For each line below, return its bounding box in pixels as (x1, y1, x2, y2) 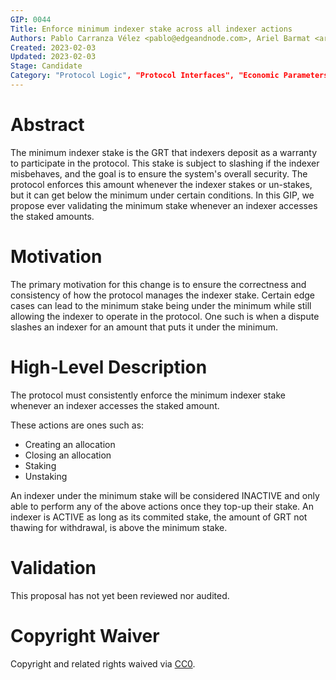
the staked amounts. (10, 210, 95, 222)
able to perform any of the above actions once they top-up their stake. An (10, 500, 314, 512)
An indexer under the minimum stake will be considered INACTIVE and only (10, 489, 320, 501)
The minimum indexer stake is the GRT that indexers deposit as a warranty (10, 146, 318, 158)
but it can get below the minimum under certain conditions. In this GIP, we (10, 189, 315, 201)
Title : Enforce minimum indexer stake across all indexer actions (10, 24, 293, 34)
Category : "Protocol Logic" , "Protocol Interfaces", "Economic (10, 71, 280, 81)
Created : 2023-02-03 (10, 42, 97, 53)
